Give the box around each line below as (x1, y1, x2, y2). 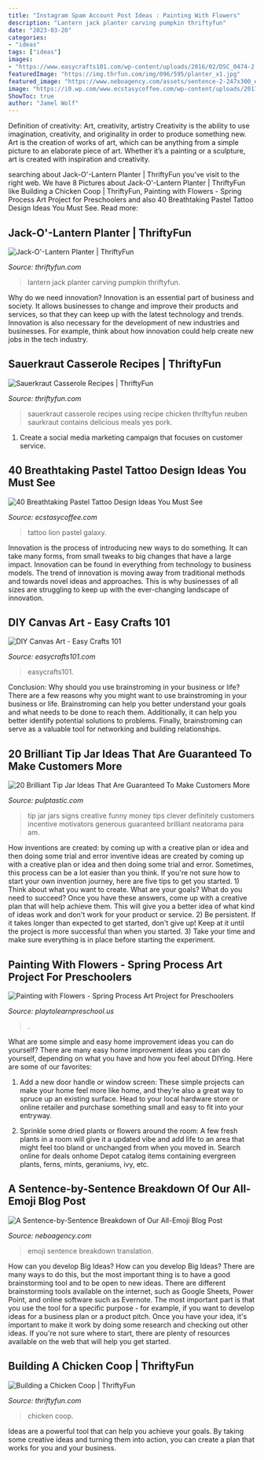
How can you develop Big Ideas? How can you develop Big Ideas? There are (8, 1261, 255, 1271)
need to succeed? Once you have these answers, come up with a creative (8, 893, 247, 903)
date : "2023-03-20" (8, 26, 72, 34)
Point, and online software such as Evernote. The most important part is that (8, 1295, 255, 1304)
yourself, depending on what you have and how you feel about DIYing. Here (8, 1053, 253, 1063)
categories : (8, 33, 47, 42)
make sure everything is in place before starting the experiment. (8, 935, 216, 945)
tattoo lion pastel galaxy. (27, 527, 107, 537)
